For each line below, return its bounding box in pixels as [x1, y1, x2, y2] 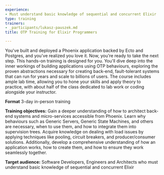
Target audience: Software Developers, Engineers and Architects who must [5, 159, 158, 165]
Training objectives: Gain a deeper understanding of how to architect [5, 108, 146, 114]
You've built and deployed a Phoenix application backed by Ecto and [5, 47, 143, 53]
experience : [5, 7, 29, 12]
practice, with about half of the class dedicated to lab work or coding [5, 84, 144, 89]
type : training [5, 16, 36, 21]
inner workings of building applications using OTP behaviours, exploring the [5, 63, 158, 69]
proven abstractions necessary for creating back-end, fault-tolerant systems [5, 68, 160, 74]
